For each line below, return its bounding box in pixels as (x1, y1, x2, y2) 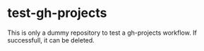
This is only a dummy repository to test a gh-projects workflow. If (7, 28, 198, 37)
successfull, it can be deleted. (7, 35, 95, 44)
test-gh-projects (7, 5, 107, 21)
